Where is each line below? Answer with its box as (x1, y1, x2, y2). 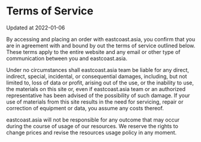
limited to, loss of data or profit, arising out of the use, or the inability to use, (6, 79, 194, 86)
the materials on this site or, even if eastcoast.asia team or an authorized (6, 85, 186, 92)
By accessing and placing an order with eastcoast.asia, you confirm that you (6, 35, 196, 43)
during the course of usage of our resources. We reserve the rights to (6, 122, 179, 129)
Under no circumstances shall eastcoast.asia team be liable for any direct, (6, 66, 189, 73)
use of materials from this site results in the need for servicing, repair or (6, 98, 184, 105)
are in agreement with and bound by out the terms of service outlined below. (6, 42, 196, 49)
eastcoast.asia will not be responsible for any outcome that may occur (6, 116, 180, 123)
